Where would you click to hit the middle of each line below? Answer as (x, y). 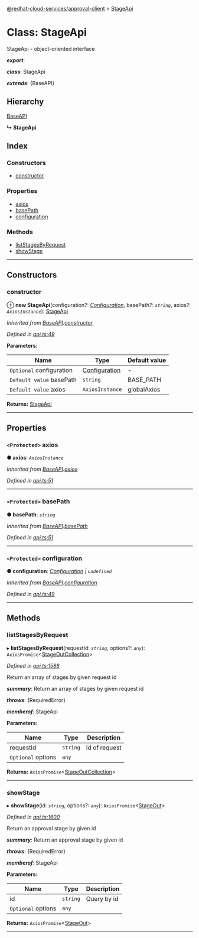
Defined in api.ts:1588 (33, 665)
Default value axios (37, 389)
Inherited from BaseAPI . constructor (50, 322)
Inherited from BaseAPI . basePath (47, 526)
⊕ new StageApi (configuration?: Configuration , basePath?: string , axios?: (99, 305)
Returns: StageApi (29, 404)
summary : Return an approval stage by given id (65, 840)
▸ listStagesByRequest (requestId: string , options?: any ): (76, 648)
